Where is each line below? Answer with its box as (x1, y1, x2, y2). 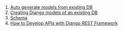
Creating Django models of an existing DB (10, 9, 98, 15)
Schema (10, 15, 28, 20)
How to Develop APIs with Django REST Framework (10, 20, 118, 26)
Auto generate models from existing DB (10, 4, 93, 10)
